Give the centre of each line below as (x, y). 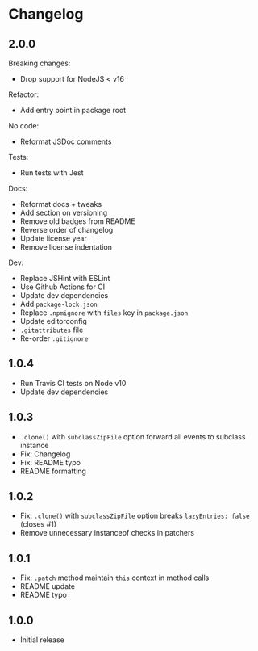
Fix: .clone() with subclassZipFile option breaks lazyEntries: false (135, 516)
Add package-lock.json (59, 304)
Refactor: (23, 94)
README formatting (53, 471)
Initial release (42, 640)
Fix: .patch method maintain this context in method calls (114, 577)
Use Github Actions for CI (62, 287)
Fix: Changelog (45, 454)
